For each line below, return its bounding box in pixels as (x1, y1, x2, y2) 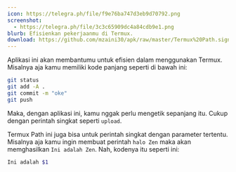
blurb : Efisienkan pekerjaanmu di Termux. (7, 29, 133, 37)
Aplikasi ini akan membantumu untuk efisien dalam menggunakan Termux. (7, 55, 223, 64)
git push (7, 96, 33, 103)
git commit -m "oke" (7, 89, 68, 97)
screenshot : (7, 17, 42, 24)
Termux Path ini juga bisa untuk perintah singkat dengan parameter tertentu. (7, 130, 228, 138)
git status (7, 77, 39, 84)
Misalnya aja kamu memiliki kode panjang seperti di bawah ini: (7, 63, 188, 72)
